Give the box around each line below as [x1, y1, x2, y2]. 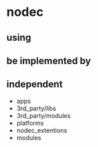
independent [6, 79, 63, 90]
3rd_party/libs [16, 104, 57, 112]
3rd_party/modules [16, 111, 71, 119]
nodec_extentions [16, 126, 68, 135]
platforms [16, 119, 44, 127]
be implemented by [6, 55, 91, 66]
